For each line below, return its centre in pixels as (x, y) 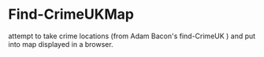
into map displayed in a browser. (61, 44)
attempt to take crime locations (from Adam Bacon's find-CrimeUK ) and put (132, 36)
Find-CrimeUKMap (71, 14)
